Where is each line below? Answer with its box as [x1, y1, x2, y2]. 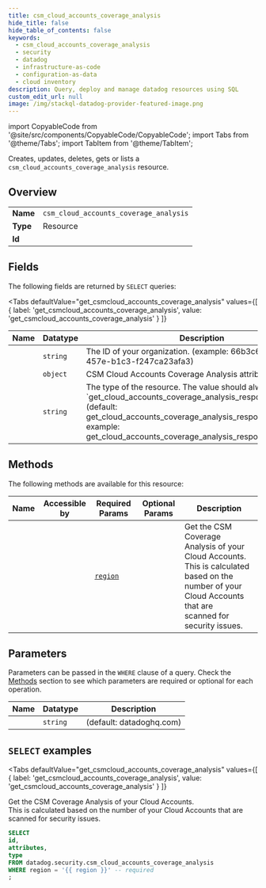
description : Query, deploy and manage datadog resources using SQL [8, 85, 239, 93]
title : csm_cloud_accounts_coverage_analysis [8, 11, 161, 20]
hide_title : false [8, 19, 69, 27]
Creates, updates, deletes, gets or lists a [8, 154, 140, 163]
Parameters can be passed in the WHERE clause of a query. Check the [8, 668, 232, 677]
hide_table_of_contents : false [8, 26, 112, 34]
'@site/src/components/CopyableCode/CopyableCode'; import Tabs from [8, 130, 249, 139]
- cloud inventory [15, 78, 77, 86]
